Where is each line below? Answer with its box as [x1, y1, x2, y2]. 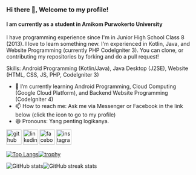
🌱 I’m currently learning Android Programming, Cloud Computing [15, 83, 177, 90]
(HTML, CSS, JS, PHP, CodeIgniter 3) [6, 71, 99, 78]
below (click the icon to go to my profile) [15, 111, 116, 118]
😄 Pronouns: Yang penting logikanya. [15, 118, 109, 125]
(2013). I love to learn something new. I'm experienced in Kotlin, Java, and [6, 40, 191, 48]
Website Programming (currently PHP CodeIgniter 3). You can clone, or [6, 46, 184, 54]
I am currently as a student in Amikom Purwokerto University [6, 21, 163, 28]
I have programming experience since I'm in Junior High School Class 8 [6, 34, 185, 41]
